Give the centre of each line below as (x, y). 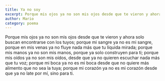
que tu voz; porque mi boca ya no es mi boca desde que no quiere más (77, 63)
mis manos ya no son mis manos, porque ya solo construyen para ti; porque (82, 53)
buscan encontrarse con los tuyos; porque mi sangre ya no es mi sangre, (79, 42)
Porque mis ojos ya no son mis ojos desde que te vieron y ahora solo (75, 37)
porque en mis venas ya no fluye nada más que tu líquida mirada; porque (79, 47)
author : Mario (20, 19)
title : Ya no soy (23, 10)
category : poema (22, 23)
